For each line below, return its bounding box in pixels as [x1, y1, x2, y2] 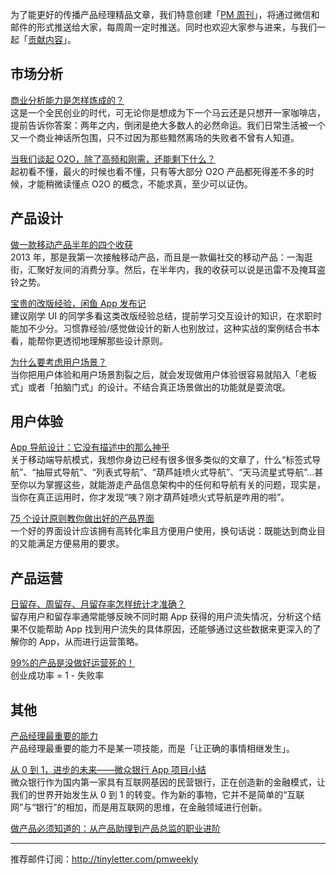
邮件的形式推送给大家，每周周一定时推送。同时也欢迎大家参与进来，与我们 [10, 21, 317, 33]
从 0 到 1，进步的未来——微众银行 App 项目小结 [10, 764, 207, 776]
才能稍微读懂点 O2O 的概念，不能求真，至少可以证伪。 [27, 178, 253, 190]
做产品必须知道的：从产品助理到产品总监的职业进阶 [10, 823, 221, 835]
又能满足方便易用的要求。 [18, 538, 125, 550]
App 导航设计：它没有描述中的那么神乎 [10, 441, 170, 453]
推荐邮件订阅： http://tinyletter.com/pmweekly [10, 853, 199, 865]
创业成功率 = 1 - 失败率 [10, 669, 105, 682]
